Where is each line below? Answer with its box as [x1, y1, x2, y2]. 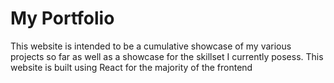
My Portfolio [10, 7, 115, 30]
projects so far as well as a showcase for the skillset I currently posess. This [10, 50, 324, 62]
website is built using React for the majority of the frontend [10, 61, 253, 73]
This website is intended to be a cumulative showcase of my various [10, 40, 292, 52]
